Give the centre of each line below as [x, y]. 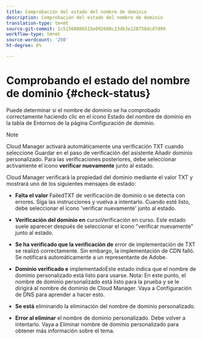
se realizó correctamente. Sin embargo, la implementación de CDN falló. [105, 250]
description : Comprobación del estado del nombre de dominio [85, 17]
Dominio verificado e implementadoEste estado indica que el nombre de [106, 268]
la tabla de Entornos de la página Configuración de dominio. [81, 123]
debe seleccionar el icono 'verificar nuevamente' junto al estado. [96, 208]
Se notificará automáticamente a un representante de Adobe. [91, 257]
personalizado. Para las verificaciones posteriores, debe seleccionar [91, 159]
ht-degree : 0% [24, 46]
